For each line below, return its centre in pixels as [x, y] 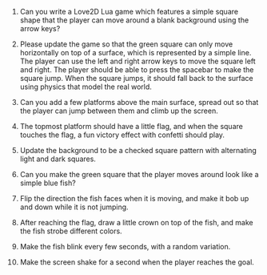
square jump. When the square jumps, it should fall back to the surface [136, 78]
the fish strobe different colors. [71, 231]
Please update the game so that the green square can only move [126, 44]
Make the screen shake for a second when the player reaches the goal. [137, 262]
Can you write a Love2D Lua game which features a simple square [129, 12]
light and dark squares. [58, 159]
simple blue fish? [48, 183]
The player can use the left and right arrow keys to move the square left [137, 61]
